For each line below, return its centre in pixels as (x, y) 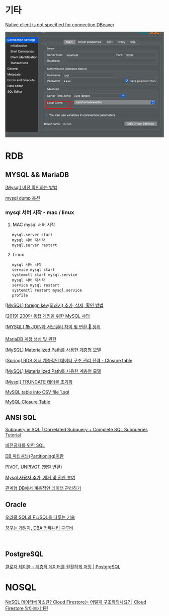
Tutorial (13, 435)
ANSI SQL (21, 417)
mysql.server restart (34, 245)
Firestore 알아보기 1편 (27, 608)
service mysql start (33, 270)
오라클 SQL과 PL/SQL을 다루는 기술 (40, 517)
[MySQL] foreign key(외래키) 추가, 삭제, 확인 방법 (54, 305)
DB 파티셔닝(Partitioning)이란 (34, 456)
